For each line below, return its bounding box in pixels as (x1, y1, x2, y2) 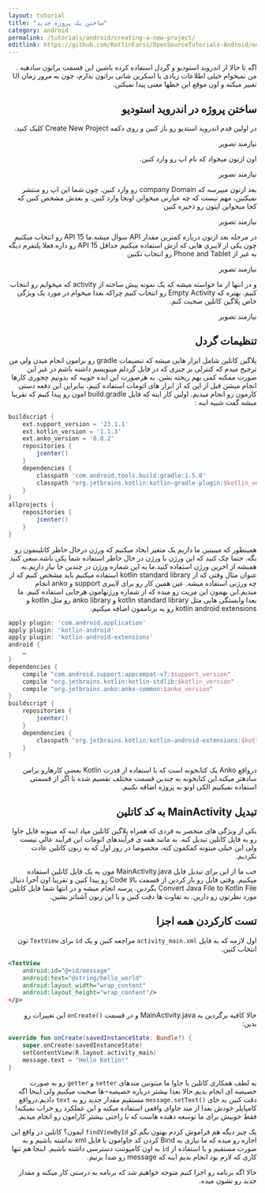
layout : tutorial (8, 11, 65, 20)
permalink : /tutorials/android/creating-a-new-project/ (8, 33, 196, 42)
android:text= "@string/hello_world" (22, 974, 144, 982)
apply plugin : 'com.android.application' (8, 618, 147, 627)
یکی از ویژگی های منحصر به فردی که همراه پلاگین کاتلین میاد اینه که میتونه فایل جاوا (11, 826, 257, 836)
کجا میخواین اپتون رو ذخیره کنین (162, 201, 257, 210)
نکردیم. (235, 851, 257, 861)
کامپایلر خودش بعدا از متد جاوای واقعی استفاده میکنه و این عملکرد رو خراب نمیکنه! (14, 1103, 257, 1112)
